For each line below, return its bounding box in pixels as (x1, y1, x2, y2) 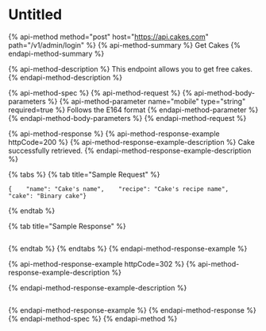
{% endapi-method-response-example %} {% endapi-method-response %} (8, 305, 256, 315)
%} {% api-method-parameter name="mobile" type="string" (47, 96, 246, 106)
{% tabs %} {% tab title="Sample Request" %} (8, 169, 160, 179)
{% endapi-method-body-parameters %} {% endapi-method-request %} (8, 113, 247, 123)
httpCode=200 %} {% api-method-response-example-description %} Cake (8, 137, 256, 146)
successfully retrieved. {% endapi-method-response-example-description (8, 146, 252, 155)
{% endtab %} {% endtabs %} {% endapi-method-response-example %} (8, 243, 248, 253)
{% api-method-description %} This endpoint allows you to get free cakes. (8, 64, 253, 73)
